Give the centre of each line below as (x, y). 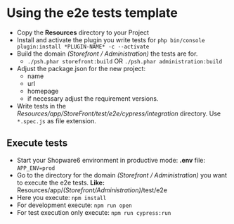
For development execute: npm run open (74, 205)
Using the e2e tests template (92, 13)
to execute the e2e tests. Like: (60, 182)
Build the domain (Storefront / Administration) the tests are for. (107, 54)
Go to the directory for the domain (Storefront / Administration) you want (122, 175)
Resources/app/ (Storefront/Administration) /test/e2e (92, 190)
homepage (43, 91)
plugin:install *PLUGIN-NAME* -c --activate (83, 46)
